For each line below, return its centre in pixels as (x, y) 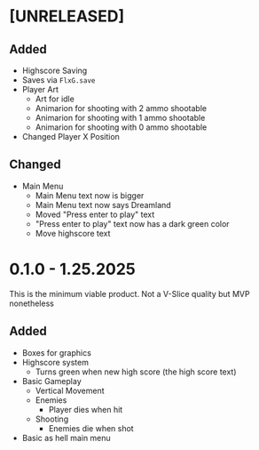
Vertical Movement (70, 390)
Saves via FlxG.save (59, 80)
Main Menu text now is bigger (90, 195)
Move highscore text (73, 233)
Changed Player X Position (71, 137)
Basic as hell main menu (66, 438)
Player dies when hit (86, 409)
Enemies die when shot (91, 428)
